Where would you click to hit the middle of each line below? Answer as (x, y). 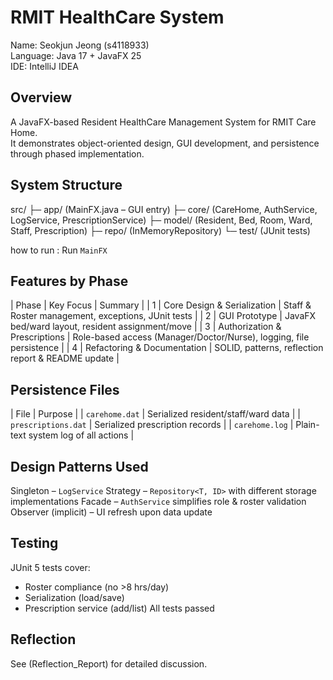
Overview (41, 97)
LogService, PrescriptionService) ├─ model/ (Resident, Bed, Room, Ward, (161, 220)
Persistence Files (65, 389)
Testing (34, 543)
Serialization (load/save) (74, 597)
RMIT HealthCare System (117, 17)
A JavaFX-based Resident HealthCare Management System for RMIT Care (163, 122)
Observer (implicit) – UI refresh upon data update (111, 512)
